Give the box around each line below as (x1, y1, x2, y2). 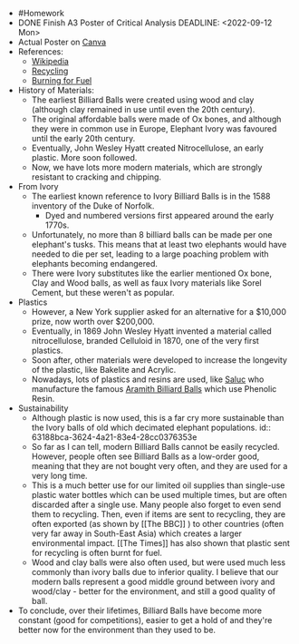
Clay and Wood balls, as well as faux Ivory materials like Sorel (31, 278, 262, 288)
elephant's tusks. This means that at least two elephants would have (31, 239, 287, 249)
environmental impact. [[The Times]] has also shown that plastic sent (31, 538, 290, 548)
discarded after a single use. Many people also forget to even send (31, 499, 282, 510)
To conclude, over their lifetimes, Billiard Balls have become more (17, 605, 263, 616)
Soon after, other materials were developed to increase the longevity (31, 355, 288, 366)
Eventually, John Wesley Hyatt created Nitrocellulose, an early (31, 142, 265, 153)
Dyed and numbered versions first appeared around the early (44, 210, 275, 220)
